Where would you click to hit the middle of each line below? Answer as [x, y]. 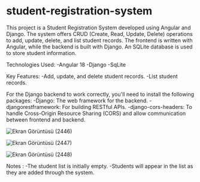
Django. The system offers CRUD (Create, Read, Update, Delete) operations [99, 34]
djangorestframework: [34, 107]
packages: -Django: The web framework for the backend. [77, 101]
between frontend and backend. [46, 119]
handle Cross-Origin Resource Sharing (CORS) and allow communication [96, 113]
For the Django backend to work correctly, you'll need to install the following [100, 94]
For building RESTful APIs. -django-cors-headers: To [127, 107]
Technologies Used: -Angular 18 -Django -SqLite [66, 65]
